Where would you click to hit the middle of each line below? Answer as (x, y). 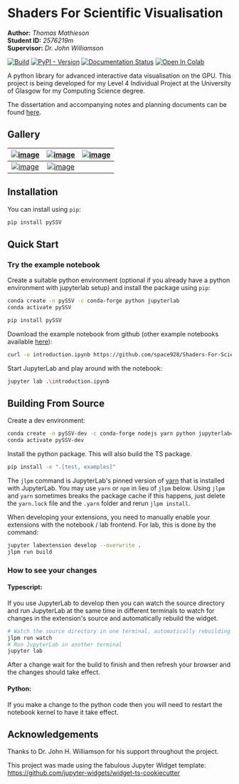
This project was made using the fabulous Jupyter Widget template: (107, 765)
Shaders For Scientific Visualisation (115, 13)
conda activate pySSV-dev (46, 440)
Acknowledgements (53, 734)
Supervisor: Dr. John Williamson (55, 48)
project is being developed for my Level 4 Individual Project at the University (119, 83)
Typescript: (25, 587)
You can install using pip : (44, 209)
